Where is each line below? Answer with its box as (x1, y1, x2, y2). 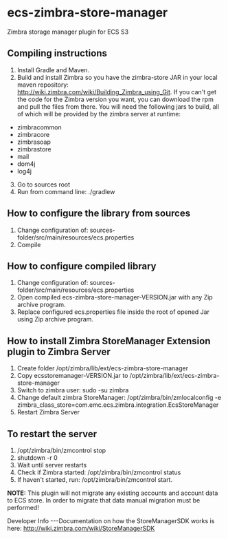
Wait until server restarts (16, 461, 87, 469)
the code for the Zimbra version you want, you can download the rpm (16, 95, 214, 103)
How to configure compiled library (7, 260, 157, 272)
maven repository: (16, 81, 69, 89)
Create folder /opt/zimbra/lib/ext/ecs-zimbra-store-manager (16, 364, 189, 372)
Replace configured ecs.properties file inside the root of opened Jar (16, 308, 209, 316)
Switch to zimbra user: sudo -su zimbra (16, 386, 129, 394)
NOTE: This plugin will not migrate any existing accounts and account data (7, 489, 218, 497)
